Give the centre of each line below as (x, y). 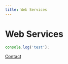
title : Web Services (26, 10)
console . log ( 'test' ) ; (27, 47)
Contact (13, 57)
